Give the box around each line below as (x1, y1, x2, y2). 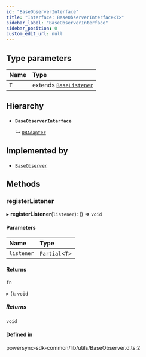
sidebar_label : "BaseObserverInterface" (6, 20, 109, 26)
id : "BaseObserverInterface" (6, 8, 79, 15)
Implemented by (6, 146, 68, 156)
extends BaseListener (32, 81, 94, 89)
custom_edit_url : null (6, 31, 63, 37)
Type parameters (6, 53, 72, 63)
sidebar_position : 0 (6, 25, 58, 32)
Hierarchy (6, 101, 44, 111)
